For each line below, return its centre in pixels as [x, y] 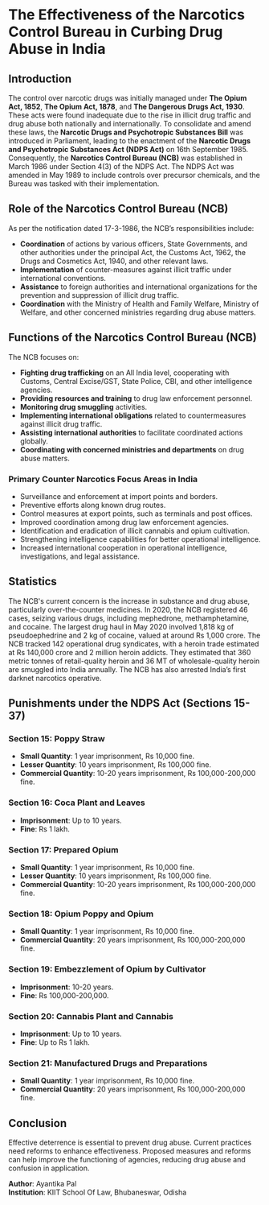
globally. [34, 441]
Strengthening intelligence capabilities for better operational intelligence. [140, 539]
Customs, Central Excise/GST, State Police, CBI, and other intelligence [136, 381]
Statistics [33, 582]
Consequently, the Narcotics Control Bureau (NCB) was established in [125, 158]
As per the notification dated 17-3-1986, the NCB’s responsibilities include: [131, 228]
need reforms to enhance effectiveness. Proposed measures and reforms [130, 1151]
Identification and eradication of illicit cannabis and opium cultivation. [135, 530]
